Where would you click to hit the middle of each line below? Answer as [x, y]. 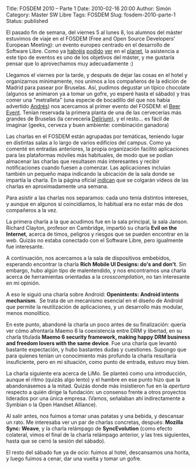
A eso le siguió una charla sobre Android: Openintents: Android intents [93, 294]
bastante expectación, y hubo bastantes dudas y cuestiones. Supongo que [96, 350]
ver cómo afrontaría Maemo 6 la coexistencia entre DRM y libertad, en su [94, 331]
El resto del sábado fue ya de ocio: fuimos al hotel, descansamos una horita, [98, 452]
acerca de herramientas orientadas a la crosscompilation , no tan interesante [98, 277]
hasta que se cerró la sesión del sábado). [56, 441]
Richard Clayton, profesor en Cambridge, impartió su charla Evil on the [92, 228]
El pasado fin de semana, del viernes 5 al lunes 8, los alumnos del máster [94, 32]
